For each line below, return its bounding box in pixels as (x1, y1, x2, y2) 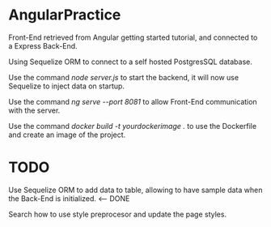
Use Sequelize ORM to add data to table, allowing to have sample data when (8, 185, 263, 195)
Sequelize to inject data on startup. (8, 81, 125, 91)
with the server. (8, 105, 61, 115)
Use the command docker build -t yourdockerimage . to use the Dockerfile (8, 121, 257, 131)
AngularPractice (8, 6, 121, 24)
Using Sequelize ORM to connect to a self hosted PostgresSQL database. (8, 57, 252, 66)
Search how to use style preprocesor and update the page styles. (8, 209, 227, 219)
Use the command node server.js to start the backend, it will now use (8, 72, 239, 82)
